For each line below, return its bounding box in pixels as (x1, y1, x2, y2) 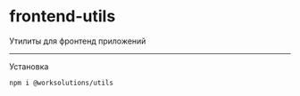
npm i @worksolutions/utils (9, 78, 114, 87)
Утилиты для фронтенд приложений (9, 36, 146, 46)
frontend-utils (9, 6, 116, 27)
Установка (9, 60, 49, 72)
